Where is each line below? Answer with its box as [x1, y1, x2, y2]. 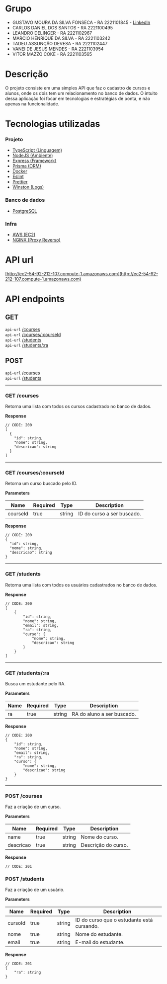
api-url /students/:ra [5, 342, 49, 348]
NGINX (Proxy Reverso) [12, 237, 61, 243]
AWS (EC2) [12, 232, 36, 238]
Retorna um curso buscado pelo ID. [5, 481, 78, 487]
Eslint [12, 173, 24, 179]
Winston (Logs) [12, 184, 44, 190]
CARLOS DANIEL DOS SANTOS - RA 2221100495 [12, 24, 113, 30]
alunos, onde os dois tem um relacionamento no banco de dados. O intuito [5, 90, 158, 96]
